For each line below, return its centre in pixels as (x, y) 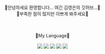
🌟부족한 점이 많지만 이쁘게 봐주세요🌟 (52, 14)
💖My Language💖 (52, 36)
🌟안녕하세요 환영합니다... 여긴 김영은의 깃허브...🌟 (52, 8)
